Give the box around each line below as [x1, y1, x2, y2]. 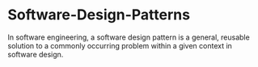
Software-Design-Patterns [7, 6, 191, 24]
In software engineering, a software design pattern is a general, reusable [7, 32, 250, 42]
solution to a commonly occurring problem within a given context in [7, 40, 232, 50]
